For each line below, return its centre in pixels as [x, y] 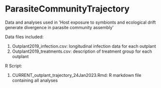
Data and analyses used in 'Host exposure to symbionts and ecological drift [80, 22]
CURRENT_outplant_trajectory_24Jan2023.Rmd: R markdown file [77, 75]
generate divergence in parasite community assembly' [59, 27]
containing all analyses [35, 80]
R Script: [14, 66]
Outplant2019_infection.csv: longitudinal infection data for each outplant [84, 46]
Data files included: [24, 37]
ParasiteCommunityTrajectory [67, 9]
